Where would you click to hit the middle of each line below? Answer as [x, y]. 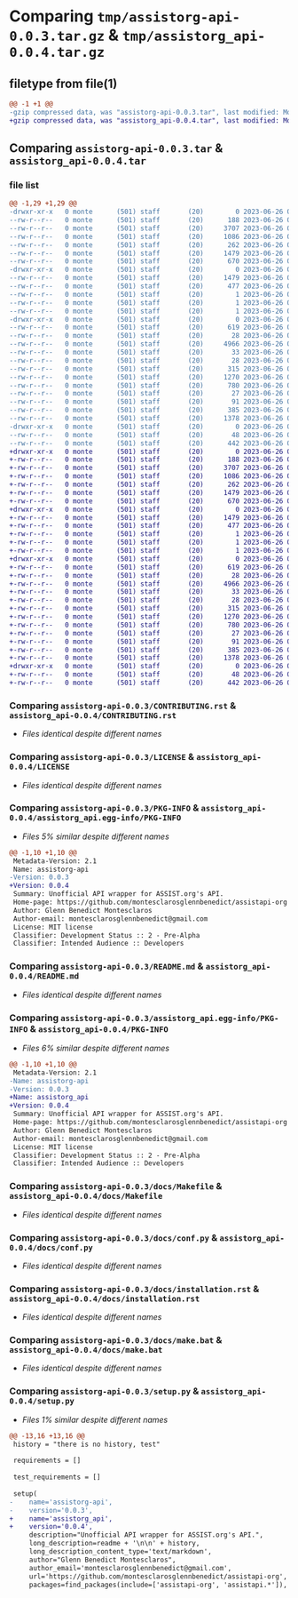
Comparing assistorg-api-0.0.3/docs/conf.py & [114, 1237]
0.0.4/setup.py [42, 1401]
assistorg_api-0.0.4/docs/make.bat [86, 1350]
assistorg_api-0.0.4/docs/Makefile [86, 1196]
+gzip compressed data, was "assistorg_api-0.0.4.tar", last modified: [144, 120]
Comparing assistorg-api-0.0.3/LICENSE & [102, 757]
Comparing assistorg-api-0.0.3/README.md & [106, 966]
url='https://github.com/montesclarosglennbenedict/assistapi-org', [158, 1576]
